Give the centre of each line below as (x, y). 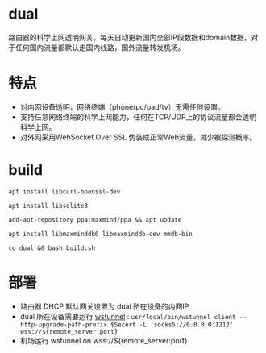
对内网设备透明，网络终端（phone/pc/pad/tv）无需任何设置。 (123, 106)
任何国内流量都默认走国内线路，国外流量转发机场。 (100, 47)
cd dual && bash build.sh (52, 248)
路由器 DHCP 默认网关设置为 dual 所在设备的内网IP (104, 306)
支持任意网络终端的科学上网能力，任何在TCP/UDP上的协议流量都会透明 (138, 117)
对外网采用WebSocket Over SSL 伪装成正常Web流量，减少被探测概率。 (138, 137)
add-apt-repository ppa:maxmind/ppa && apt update (95, 220)
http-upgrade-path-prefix (63, 324)
